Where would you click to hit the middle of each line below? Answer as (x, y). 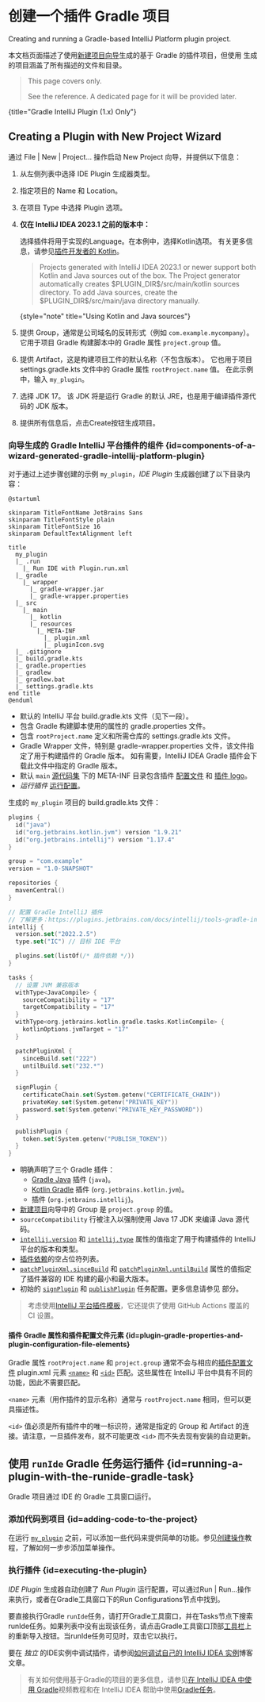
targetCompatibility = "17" (68, 1007)
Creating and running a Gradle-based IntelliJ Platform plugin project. (120, 39)
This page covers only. (64, 81)
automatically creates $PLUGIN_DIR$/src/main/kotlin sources (139, 283)
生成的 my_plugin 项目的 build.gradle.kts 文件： (84, 803)
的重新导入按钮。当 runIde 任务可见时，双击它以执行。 (95, 1635)
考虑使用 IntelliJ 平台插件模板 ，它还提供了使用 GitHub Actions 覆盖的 (138, 1306)
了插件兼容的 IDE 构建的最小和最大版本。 (86, 1279)
